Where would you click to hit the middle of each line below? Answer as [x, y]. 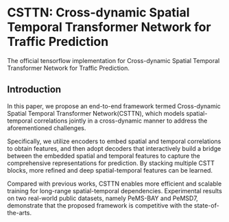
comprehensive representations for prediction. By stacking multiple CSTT [111, 163]
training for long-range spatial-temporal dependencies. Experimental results [115, 190]
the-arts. [20, 212]
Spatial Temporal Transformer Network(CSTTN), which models [96, 113]
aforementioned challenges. [47, 127]
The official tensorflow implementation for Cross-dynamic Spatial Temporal [113, 60]
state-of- [207, 205]
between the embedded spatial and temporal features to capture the [104, 156]
